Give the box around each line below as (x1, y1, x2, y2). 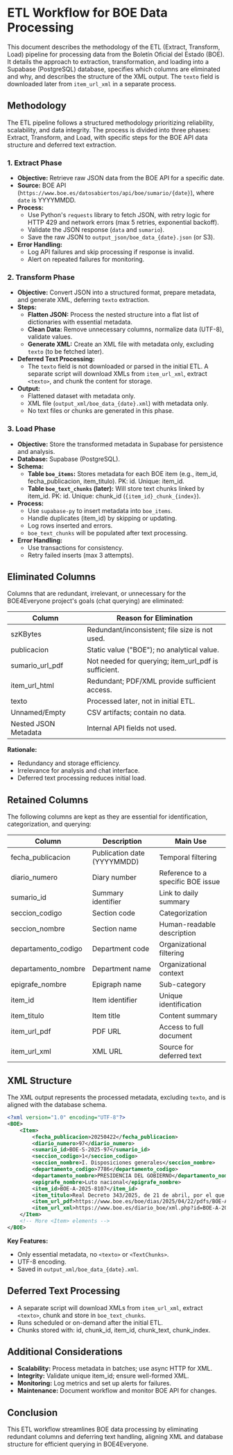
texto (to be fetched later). (27, 347, 104, 356)
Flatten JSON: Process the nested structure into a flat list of (27, 310, 199, 319)
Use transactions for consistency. (27, 543, 123, 551)
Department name (92, 964, 151, 974)
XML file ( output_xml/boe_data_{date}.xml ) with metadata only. (27, 399, 209, 408)
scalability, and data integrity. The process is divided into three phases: (7, 125, 211, 134)
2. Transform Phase (7, 272, 75, 282)
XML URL (92, 1046, 123, 1056)
